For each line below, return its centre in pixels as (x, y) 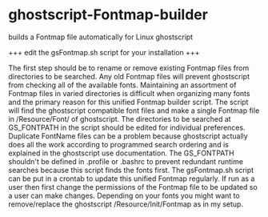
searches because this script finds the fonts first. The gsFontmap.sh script (131, 170)
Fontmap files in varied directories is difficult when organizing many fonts (129, 93)
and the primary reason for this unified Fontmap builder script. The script (128, 102)
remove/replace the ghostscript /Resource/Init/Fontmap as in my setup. (126, 204)
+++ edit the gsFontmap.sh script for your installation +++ (104, 52)
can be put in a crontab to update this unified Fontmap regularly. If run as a (132, 179)
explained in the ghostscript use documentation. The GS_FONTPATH (121, 153)
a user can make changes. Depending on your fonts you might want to (124, 195)
